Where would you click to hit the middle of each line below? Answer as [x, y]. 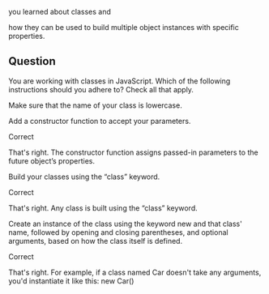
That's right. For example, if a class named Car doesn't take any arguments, [135, 272]
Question [32, 61]
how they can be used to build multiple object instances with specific [124, 27]
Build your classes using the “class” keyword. [84, 177]
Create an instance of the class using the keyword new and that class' [126, 224]
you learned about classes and [60, 12]
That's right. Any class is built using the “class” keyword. [103, 208]
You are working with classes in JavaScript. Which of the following [120, 81]
